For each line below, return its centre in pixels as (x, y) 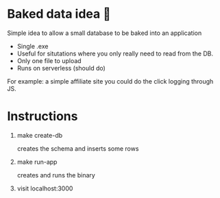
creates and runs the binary (56, 175)
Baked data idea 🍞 (59, 14)
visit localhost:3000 (45, 188)
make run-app (37, 162)
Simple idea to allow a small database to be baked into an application (105, 33)
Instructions (42, 116)
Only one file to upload (49, 60)
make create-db (40, 135)
